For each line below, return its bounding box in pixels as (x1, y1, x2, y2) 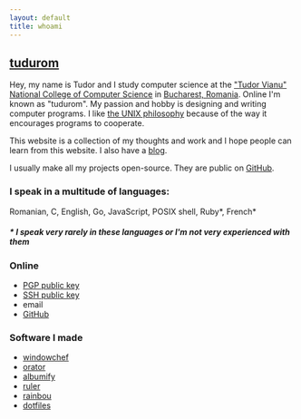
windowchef (22, 352, 70, 363)
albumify (22, 371, 56, 382)
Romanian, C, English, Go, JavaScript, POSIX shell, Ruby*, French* (9, 206, 257, 217)
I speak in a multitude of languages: (9, 185, 170, 198)
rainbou (22, 391, 52, 402)
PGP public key (22, 279, 80, 290)
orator (22, 362, 46, 373)
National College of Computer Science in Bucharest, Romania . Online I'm (9, 89, 281, 100)
